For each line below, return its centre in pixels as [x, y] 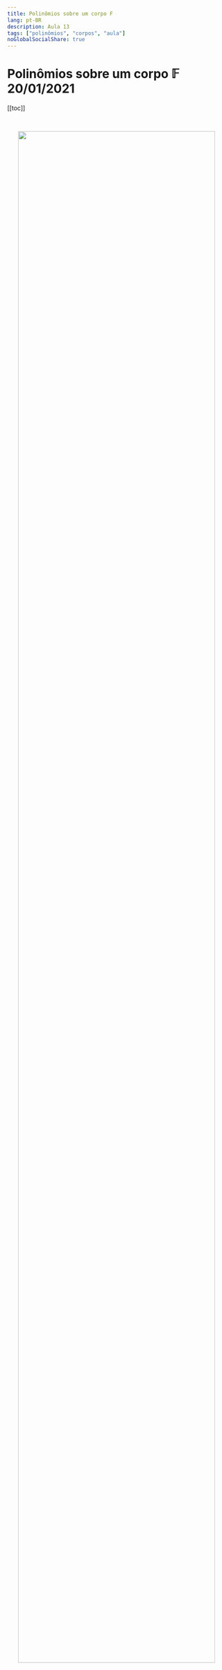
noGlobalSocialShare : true [46, 40]
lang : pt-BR [24, 20]
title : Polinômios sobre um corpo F [60, 14]
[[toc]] [16, 108]
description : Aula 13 [39, 26]
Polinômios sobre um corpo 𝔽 [94, 74]
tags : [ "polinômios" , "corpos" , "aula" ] [67, 33]
